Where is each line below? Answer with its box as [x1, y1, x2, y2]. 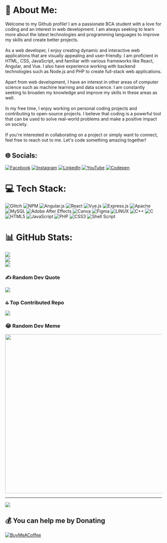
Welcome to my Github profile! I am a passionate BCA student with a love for [5, 21, 162, 27]
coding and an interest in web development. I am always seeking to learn [5, 26, 155, 32]
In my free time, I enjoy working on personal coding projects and [5, 105, 138, 111]
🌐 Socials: [5, 152, 38, 160]
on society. [5, 121, 28, 127]
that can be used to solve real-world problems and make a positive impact [5, 116, 158, 122]
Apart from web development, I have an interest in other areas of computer [5, 79, 159, 85]
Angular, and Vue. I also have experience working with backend [5, 63, 136, 69]
